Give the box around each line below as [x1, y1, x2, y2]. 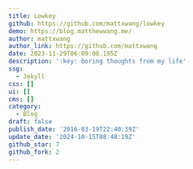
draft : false [8, 118, 53, 126]
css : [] [8, 80, 35, 88]
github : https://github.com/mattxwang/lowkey [8, 19, 165, 28]
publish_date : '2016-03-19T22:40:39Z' [8, 125, 139, 133]
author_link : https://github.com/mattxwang [8, 42, 158, 50]
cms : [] [8, 95, 35, 103]
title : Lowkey [8, 11, 57, 20]
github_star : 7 [8, 140, 60, 149]
